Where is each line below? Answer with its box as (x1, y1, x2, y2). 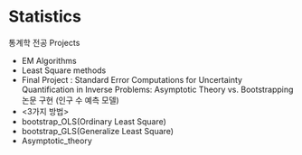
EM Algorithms (21, 55, 78, 66)
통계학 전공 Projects (8, 37, 80, 48)
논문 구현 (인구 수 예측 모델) (21, 95, 119, 105)
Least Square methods (21, 65, 107, 76)
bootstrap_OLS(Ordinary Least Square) (21, 115, 166, 127)
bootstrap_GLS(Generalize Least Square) (21, 125, 174, 136)
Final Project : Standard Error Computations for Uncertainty (21, 74, 243, 85)
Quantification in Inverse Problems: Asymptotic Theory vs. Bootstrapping (21, 84, 294, 95)
